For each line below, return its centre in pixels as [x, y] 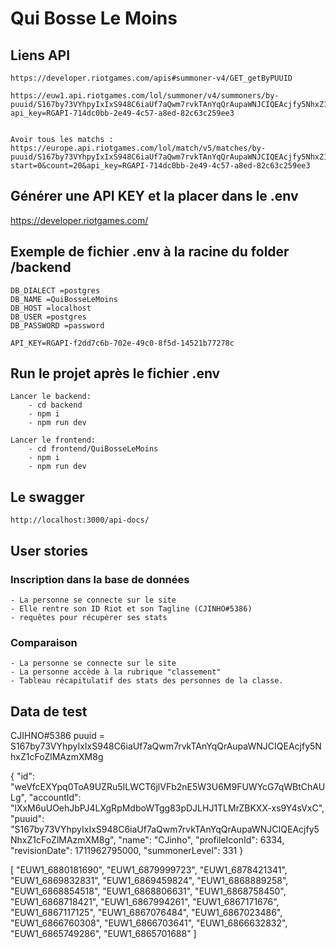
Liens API [40, 55]
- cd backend [55, 405]
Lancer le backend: [51, 397]
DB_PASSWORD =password [57, 325]
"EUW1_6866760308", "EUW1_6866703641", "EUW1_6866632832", [149, 923]
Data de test [49, 711]
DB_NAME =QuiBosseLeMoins [64, 299]
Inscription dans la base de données [100, 579]
